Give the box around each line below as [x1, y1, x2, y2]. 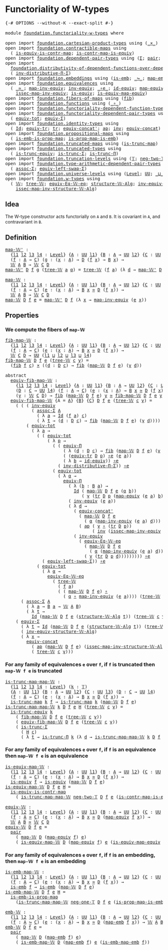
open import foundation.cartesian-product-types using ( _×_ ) [5, 40, 158, 46]
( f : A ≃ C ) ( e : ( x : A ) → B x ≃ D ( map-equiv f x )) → [10, 814, 150, 819]
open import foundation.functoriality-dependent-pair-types [5, 110, 156, 116]
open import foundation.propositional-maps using [5, 131, 129, 136]
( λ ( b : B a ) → [68, 483, 108, 489]
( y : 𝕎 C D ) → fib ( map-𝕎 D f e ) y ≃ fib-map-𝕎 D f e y [15, 393, 162, 399]
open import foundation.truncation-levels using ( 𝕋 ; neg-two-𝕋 [5, 156, 164, 161]
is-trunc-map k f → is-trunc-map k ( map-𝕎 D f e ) [10, 699, 137, 704]
